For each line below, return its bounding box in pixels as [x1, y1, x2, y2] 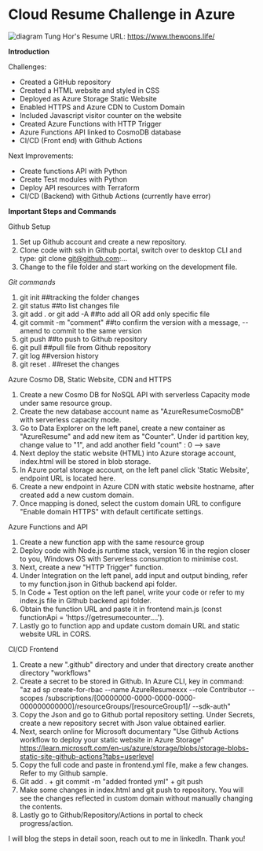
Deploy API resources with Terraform [19, 182, 140, 192]
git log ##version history [19, 351, 99, 360]
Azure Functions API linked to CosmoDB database [19, 127, 182, 137]
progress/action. [19, 818, 73, 827]
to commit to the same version [43, 326, 143, 335]
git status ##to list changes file [19, 300, 120, 310]
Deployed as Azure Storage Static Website [19, 94, 157, 103]
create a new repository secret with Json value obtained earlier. [19, 718, 226, 728]
